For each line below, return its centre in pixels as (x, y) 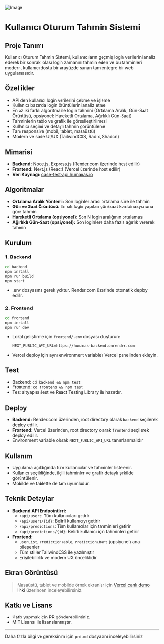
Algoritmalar (25, 190)
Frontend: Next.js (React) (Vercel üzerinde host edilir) (66, 169)
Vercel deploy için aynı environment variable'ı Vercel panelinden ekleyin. (85, 355)
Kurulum (19, 243)
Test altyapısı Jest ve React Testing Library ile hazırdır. (67, 392)
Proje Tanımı (24, 45)
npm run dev (17, 327)
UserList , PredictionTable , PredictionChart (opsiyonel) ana (80, 541)
